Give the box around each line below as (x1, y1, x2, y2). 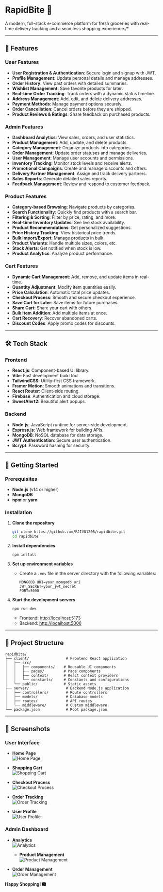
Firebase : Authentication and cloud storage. (12, 393, 100, 399)
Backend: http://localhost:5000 (19, 620, 81, 626)
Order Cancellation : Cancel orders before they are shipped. (12, 106, 132, 112)
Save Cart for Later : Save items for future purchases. (12, 299, 119, 305)
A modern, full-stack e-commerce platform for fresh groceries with (5, 20, 139, 26)
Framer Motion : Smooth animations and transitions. (12, 383, 115, 389)
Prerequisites (5, 475, 37, 482)
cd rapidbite (12, 534, 39, 539)
